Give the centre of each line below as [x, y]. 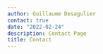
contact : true [28, 20]
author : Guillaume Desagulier [52, 14]
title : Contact [30, 40]
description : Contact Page [47, 33]
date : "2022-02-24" [36, 27]
